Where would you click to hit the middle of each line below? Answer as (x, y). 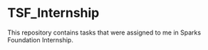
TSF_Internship (53, 13)
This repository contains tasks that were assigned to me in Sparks (104, 32)
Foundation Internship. (40, 39)
